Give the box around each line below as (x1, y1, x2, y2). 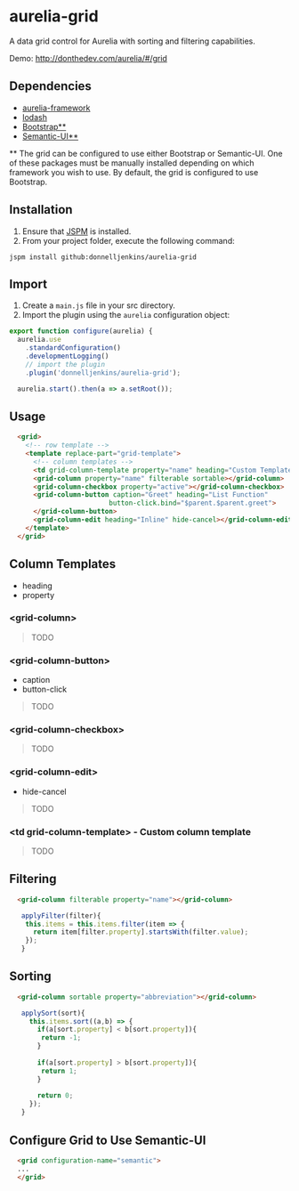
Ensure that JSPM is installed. (21, 225, 132, 237)
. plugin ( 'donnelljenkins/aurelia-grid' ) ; (25, 368, 181, 377)
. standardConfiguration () (25, 344, 122, 352)
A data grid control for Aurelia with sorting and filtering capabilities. (9, 36, 256, 46)
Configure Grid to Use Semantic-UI (9, 1132, 206, 1147)
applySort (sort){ (20, 1009, 86, 1017)
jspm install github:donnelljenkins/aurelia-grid (9, 252, 198, 262)
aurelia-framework (21, 102, 91, 113)
